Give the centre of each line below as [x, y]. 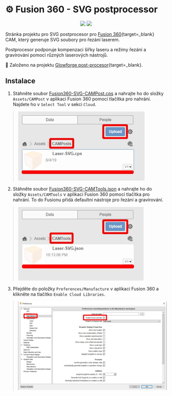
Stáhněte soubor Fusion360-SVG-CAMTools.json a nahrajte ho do [82, 189]
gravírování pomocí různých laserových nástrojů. [57, 55]
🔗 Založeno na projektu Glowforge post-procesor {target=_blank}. [74, 65]
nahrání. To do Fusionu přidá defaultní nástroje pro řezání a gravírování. [88, 200]
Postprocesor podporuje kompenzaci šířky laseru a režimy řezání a [76, 49]
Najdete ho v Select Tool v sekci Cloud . [54, 104]
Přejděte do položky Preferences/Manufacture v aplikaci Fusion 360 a [86, 288]
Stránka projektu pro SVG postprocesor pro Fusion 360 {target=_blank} [80, 34]
